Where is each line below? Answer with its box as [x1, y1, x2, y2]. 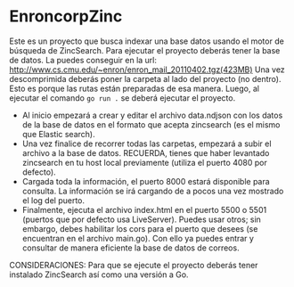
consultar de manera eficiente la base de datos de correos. [21, 242, 240, 253]
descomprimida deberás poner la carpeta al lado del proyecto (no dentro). [9, 73, 282, 84]
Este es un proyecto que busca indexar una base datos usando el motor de [9, 36, 285, 46]
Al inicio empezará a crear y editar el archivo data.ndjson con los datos [21, 110, 283, 120]
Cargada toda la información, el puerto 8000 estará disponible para [21, 176, 270, 186]
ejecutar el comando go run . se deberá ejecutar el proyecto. [9, 92, 236, 103]
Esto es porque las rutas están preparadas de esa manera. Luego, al [9, 83, 260, 94]
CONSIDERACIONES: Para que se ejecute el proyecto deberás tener [9, 259, 258, 270]
